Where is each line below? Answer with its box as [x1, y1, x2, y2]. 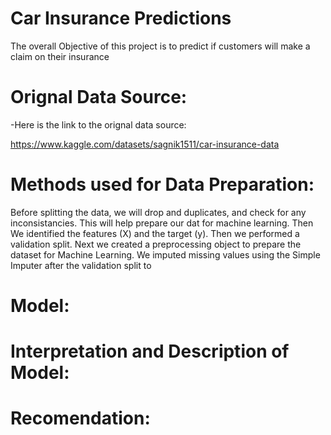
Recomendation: [10, 407, 151, 430]
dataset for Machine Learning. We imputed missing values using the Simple [10, 248, 321, 261]
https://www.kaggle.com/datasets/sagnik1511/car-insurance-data [10, 138, 280, 150]
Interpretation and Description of [10, 340, 290, 363]
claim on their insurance [10, 50, 110, 62]
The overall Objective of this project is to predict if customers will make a [10, 40, 311, 52]
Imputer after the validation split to [10, 259, 152, 271]
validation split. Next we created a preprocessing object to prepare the [10, 238, 302, 250]
